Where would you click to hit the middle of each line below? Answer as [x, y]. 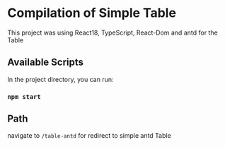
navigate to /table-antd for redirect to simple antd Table [89, 136]
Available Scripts [45, 63]
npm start [24, 96]
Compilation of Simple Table [92, 13]
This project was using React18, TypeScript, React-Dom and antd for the [112, 33]
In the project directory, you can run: [60, 79]
